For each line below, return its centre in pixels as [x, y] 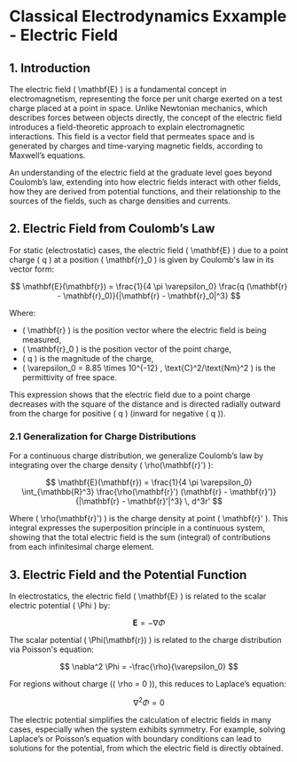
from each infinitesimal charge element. [82, 547]
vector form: [32, 269]
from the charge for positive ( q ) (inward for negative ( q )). [117, 413]
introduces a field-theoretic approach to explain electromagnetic [127, 127]
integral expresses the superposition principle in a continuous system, [137, 528]
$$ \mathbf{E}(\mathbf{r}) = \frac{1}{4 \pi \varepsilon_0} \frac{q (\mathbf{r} [149, 286]
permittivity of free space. [70, 377]
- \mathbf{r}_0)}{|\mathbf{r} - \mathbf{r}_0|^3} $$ [149, 296]
